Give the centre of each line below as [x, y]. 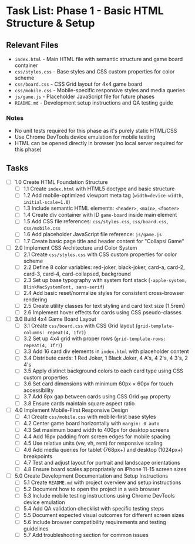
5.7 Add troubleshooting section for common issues [86, 535]
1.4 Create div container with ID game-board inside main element [100, 215]
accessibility [38, 390]
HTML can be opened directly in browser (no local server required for [99, 143]
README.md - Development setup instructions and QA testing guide [94, 103]
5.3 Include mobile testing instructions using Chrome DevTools [99, 496]
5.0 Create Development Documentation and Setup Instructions [91, 476]
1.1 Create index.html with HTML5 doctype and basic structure [99, 189]
